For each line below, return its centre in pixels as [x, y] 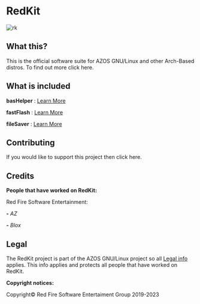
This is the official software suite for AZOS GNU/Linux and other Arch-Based [100, 61]
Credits [20, 176]
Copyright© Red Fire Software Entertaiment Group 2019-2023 [83, 294]
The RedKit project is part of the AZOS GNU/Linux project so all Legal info [97, 258]
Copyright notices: [30, 283]
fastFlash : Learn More [35, 112]
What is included [38, 86]
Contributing [31, 142]
